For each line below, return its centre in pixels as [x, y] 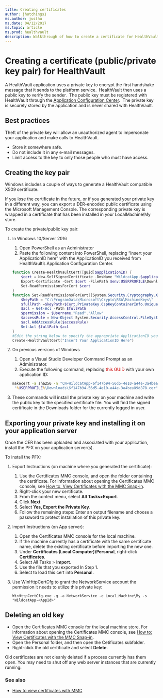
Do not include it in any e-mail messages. [53, 152]
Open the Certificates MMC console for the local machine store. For [80, 627]
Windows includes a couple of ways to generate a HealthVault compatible [79, 184]
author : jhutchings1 [26, 14]
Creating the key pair [37, 173]
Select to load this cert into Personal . [57, 572]
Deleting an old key [35, 615]
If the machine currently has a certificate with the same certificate [85, 541]
